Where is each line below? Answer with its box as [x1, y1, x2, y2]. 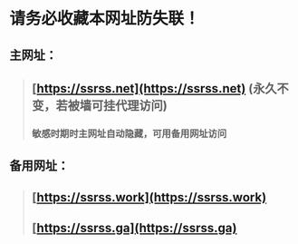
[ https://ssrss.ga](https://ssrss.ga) [31, 220, 237, 236]
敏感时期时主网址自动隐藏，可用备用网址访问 [31, 127, 227, 140]
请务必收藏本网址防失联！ [9, 8, 201, 29]
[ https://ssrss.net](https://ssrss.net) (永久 [31, 81, 277, 96]
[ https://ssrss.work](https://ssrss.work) [31, 190, 267, 205]
